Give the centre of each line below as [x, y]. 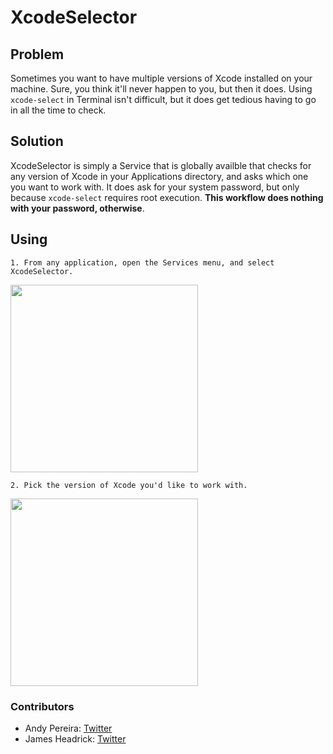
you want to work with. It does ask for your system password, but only [155, 187]
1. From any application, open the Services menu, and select [142, 262]
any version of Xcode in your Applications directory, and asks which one [159, 176]
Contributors [42, 706]
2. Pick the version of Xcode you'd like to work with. [129, 485]
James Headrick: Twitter [75, 738]
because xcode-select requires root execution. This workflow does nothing [167, 197]
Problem [37, 54]
